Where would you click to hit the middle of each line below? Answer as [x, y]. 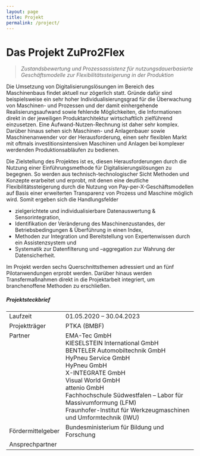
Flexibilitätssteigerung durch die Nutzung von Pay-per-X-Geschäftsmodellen [100, 187]
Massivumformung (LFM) [101, 403]
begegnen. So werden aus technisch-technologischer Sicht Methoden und [98, 174]
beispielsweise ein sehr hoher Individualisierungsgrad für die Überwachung [99, 100]
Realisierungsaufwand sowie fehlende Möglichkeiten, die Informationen [94, 112]
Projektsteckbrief [28, 299]
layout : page [22, 12]
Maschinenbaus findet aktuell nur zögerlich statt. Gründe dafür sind [89, 93]
